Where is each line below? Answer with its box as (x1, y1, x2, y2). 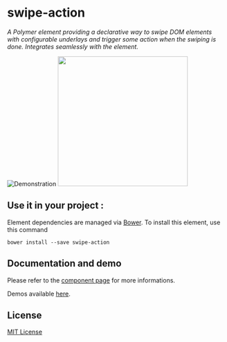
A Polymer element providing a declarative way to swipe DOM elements (7, 28, 212, 36)
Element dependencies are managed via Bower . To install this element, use (7, 218, 221, 226)
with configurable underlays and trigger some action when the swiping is (7, 35, 217, 43)
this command (7, 225, 48, 233)
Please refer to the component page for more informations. (7, 276, 175, 285)
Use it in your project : (7, 199, 104, 212)
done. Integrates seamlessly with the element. (7, 42, 138, 51)
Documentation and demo (7, 258, 122, 269)
